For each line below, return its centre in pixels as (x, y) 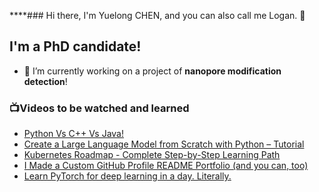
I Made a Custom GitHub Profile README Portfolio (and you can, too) (166, 166)
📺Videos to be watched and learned (99, 108)
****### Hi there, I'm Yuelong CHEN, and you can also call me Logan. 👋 (157, 15)
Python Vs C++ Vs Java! (73, 134)
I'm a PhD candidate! (75, 46)
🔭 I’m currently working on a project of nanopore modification (152, 71)
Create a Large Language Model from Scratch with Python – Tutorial (164, 144)
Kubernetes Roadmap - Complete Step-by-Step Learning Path (152, 155)
